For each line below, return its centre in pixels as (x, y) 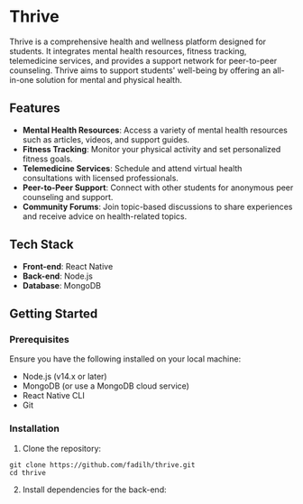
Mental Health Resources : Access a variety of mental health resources (155, 130)
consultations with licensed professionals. (100, 178)
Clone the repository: (62, 448)
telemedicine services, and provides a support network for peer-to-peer (143, 60)
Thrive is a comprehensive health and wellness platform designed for (138, 41)
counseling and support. (68, 197)
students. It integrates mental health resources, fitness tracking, (128, 50)
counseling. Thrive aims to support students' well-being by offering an (140, 70)
